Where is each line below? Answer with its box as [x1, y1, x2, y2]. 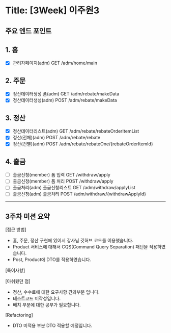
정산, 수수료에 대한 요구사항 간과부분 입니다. [12, 289, 100, 295]
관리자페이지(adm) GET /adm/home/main [12, 60, 98, 66]
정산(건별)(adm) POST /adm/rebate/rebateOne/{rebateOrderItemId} [12, 141, 154, 147]
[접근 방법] [5, 226, 26, 233]
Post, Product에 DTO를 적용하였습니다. [12, 257, 92, 263]
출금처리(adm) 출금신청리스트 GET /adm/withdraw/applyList [12, 185, 136, 191]
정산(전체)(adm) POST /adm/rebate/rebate [12, 135, 101, 141]
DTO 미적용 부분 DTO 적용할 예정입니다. [12, 322, 93, 329]
